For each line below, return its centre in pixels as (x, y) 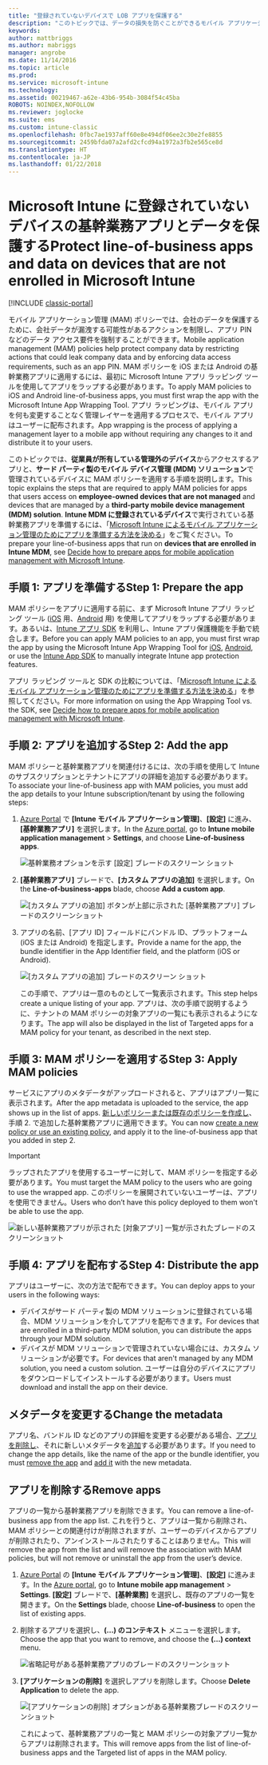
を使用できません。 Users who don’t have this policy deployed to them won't (133, 1202)
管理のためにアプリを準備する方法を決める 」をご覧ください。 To (128, 535)
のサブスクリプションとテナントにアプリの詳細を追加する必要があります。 (130, 776)
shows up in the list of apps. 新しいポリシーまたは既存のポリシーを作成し (129, 1112)
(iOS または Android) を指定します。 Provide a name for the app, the (130, 942)
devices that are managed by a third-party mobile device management (126, 505)
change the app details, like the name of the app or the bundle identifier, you (134, 1454)
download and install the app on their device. (94, 1388)
